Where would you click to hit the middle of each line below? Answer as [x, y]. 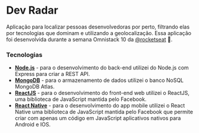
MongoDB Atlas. [34, 87]
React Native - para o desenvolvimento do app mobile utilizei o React [100, 106]
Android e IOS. [33, 125]
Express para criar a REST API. [52, 74]
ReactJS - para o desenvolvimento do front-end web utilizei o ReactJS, [102, 93]
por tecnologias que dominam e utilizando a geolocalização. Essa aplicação [99, 33]
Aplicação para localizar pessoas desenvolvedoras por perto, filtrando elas [98, 27]
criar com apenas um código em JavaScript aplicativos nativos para [98, 118]
